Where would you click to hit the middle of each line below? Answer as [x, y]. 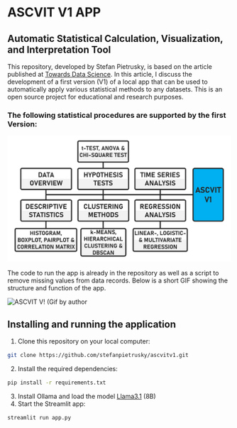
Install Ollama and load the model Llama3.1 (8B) [87, 396]
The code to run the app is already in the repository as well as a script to [113, 273]
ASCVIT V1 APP [54, 12]
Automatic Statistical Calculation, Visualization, [115, 39]
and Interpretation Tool [59, 49]
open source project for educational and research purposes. [95, 97]
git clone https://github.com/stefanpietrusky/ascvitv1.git [98, 356]
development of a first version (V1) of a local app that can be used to [108, 82]
